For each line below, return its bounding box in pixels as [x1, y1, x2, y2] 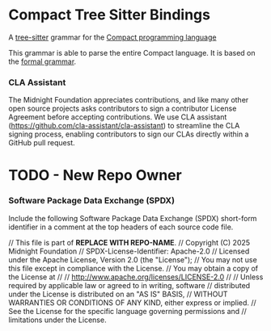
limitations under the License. [8, 315, 107, 325]
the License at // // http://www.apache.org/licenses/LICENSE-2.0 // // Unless [8, 272, 264, 282]
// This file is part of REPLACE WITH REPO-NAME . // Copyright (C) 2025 [8, 237, 251, 247]
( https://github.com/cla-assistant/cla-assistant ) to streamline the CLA [8, 121, 240, 131]
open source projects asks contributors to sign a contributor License [8, 103, 237, 114]
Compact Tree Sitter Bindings [8, 6, 210, 24]
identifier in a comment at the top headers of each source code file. [8, 222, 234, 232]
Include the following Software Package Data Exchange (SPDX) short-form [8, 213, 257, 223]
